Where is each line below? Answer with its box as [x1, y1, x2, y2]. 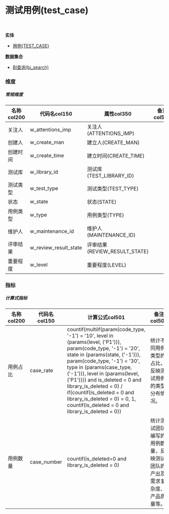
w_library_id [30, 168, 58, 175]
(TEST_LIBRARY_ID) [87, 172, 134, 179]
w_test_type [30, 185, 59, 192]
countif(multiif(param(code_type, [67, 326, 146, 333]
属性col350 [104, 110, 132, 117]
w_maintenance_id [30, 228, 74, 235]
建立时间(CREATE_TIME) [87, 152, 145, 159]
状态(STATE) [87, 198, 117, 205]
